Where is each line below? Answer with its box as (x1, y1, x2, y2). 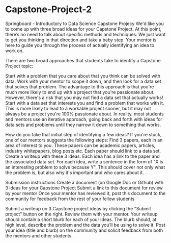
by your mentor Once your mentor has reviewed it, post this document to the (5, 190, 166, 196)
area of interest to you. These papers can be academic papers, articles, (5, 142, 156, 149)
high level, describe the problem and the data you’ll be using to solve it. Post (5, 222, 165, 228)
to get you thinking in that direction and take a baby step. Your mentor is (5, 37, 157, 43)
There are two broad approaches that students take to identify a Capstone (5, 57, 161, 63)
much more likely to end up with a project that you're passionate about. (5, 89, 155, 95)
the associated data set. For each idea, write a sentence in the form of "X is (5, 158, 164, 164)
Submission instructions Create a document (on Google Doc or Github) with (5, 179, 164, 185)
